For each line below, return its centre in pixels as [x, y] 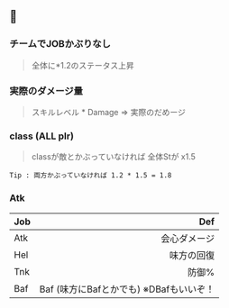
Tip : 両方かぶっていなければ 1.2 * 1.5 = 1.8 [91, 176]
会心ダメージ [188, 238]
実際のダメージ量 [46, 91]
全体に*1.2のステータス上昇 [83, 65]
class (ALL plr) [42, 136]
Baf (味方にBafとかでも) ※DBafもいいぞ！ [127, 289]
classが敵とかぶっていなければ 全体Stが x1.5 [114, 157]
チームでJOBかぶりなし [60, 44]
